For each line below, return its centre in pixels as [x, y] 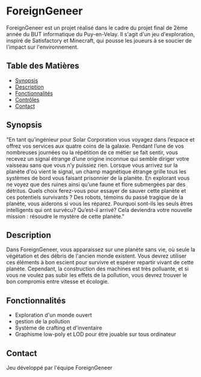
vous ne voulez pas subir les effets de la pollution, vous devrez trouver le [97, 275]
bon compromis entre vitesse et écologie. [58, 282]
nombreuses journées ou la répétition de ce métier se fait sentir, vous [92, 152]
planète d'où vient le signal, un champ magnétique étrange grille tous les [96, 171]
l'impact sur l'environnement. [42, 47]
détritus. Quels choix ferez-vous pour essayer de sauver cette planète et [96, 190]
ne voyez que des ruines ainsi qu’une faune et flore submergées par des [96, 184]
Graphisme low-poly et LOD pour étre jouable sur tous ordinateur [95, 334]
